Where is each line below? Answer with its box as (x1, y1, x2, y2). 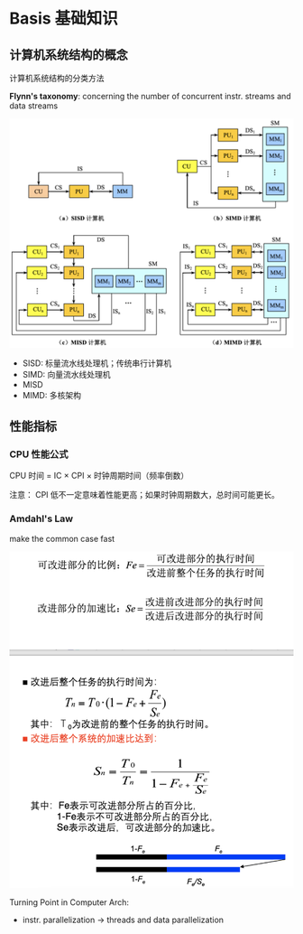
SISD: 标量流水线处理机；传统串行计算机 (22, 358, 172, 369)
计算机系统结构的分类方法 (9, 73, 105, 83)
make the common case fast (9, 533, 115, 544)
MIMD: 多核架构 (22, 389, 81, 400)
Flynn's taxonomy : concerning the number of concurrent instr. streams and (9, 91, 291, 101)
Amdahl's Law (9, 512, 74, 525)
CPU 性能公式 (9, 448, 69, 461)
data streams (9, 100, 59, 111)
